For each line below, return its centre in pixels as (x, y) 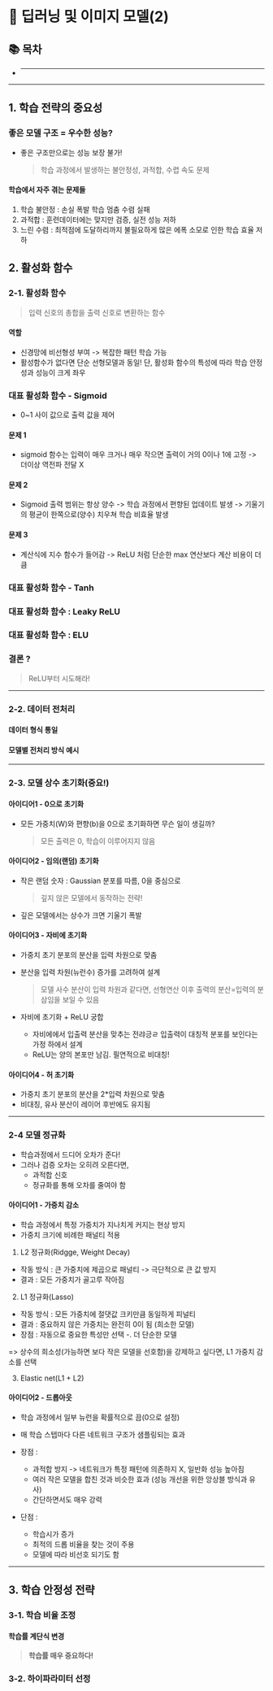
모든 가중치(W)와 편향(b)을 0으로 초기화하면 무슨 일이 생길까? (117, 824)
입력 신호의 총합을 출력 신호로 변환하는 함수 (97, 312)
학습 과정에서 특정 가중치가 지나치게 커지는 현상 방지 (102, 1224)
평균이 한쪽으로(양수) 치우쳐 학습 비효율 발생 (99, 515)
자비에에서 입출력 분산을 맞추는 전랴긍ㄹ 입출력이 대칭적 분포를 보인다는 (145, 1034)
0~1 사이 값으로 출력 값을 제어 (67, 415)
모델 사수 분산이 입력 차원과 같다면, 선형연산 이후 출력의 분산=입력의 (148, 989)
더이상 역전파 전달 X (52, 465)
